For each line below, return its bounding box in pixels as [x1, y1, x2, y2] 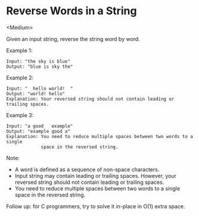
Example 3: [6, 111, 34, 118]
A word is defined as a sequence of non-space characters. [14, 165, 160, 173]
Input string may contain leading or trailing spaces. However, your [14, 172, 177, 179]
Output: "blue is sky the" [6, 64, 73, 70]
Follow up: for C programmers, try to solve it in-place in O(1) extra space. [6, 202, 186, 209]
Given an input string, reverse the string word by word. [6, 35, 140, 42]
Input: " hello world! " [6, 85, 73, 92]
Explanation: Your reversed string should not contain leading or [6, 96, 175, 102]
